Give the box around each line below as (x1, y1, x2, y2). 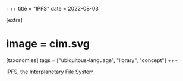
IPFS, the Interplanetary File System (6, 68, 94, 75)
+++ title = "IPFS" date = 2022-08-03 (6, 5, 99, 12)
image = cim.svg (6, 37, 90, 51)
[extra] (6, 17, 23, 23)
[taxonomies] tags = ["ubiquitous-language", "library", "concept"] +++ (6, 56, 178, 64)
